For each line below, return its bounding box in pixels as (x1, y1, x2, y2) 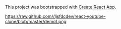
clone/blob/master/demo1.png (5, 19, 67, 24)
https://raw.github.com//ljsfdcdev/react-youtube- (5, 14, 106, 19)
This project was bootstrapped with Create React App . (5, 4, 117, 10)
